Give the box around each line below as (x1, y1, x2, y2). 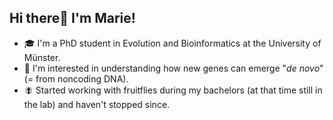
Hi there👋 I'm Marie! (9, 10, 136, 27)
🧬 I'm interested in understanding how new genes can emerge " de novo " (23, 62, 324, 74)
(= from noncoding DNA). (23, 72, 129, 85)
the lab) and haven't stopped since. (23, 98, 171, 110)
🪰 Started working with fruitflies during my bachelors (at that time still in (23, 84, 323, 96)
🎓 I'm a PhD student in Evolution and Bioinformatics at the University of (23, 37, 322, 49)
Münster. (23, 51, 61, 63)
